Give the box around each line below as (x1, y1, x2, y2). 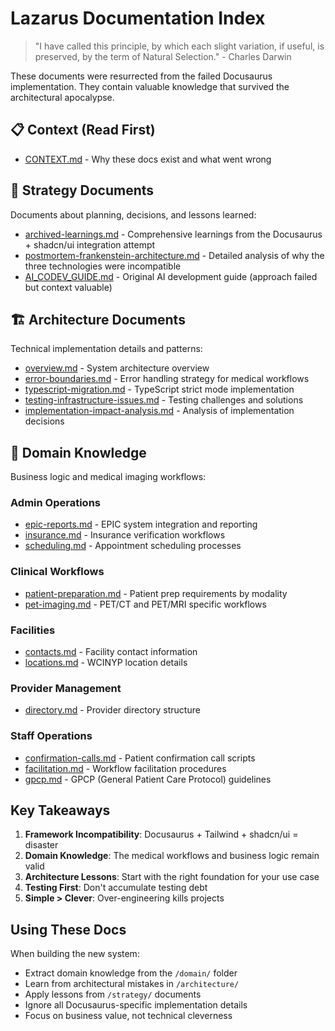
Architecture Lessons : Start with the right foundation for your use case (24, 871, 320, 883)
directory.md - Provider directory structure (24, 704, 201, 716)
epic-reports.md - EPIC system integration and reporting (24, 518, 258, 531)
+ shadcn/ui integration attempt (24, 238, 156, 251)
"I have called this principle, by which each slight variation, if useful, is (34, 40, 325, 52)
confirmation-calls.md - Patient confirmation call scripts (24, 752, 256, 764)
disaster (24, 839, 59, 851)
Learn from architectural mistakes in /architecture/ (24, 978, 240, 990)
